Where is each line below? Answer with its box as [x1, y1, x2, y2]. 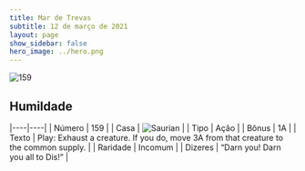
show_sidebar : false [9, 38, 88, 48]
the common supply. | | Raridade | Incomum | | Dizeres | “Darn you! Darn [9, 142, 281, 153]
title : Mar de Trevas [9, 13, 92, 23]
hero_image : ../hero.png [9, 47, 104, 56]
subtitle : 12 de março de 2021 [9, 22, 128, 31]
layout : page [9, 30, 59, 39]
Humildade [9, 98, 73, 114]
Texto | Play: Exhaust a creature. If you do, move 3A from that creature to [9, 132, 284, 143]
